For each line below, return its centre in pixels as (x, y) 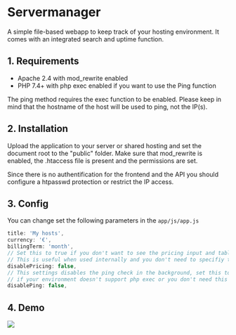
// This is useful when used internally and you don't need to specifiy (116, 260)
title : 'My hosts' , (36, 234)
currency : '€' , (29, 240)
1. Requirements (43, 61)
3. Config (28, 203)
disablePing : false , (38, 286)
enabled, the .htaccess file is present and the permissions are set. (103, 160)
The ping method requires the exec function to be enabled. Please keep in (114, 99)
